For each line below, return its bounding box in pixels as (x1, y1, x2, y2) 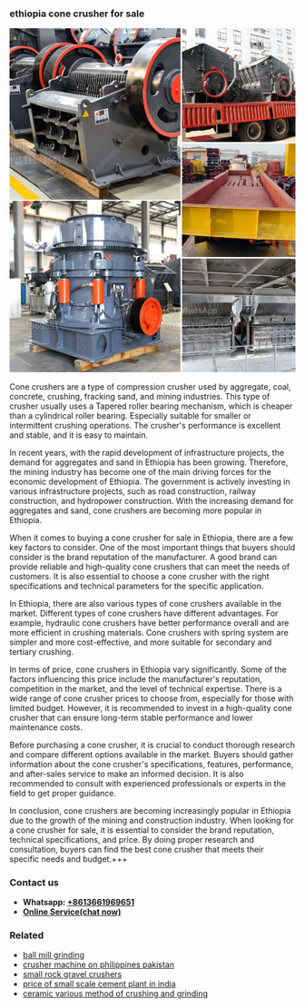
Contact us (9, 875, 59, 888)
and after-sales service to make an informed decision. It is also (9, 768, 244, 779)
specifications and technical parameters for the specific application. (9, 580, 264, 591)
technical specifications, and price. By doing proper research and (9, 834, 254, 845)
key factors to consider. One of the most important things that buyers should (9, 541, 296, 552)
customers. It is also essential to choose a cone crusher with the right (9, 570, 270, 581)
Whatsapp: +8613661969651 (22, 896, 134, 907)
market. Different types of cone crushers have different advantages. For (9, 608, 279, 618)
